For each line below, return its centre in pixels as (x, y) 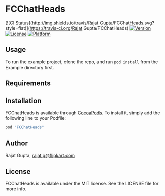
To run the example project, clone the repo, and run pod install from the (82, 62)
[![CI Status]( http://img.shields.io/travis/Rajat (52, 23)
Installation (23, 100)
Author (16, 143)
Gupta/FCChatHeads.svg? (127, 23)
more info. (16, 189)
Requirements (28, 84)
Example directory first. (30, 67)
